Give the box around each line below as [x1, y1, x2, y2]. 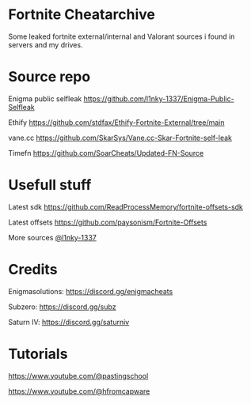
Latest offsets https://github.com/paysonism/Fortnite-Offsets [8, 217, 207, 227]
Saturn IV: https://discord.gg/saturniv [8, 317, 130, 327]
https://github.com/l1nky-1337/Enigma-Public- [83, 93, 235, 104]
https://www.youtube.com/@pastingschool [8, 371, 149, 380]
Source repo [8, 68, 91, 86]
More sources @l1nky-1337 [8, 232, 97, 242]
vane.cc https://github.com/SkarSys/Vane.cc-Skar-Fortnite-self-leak [8, 133, 232, 142]
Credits [8, 261, 58, 278]
